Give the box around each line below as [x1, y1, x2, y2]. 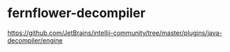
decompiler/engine [7, 36, 63, 44]
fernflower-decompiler [7, 5, 146, 21]
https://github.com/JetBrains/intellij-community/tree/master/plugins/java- [7, 28, 223, 37]
